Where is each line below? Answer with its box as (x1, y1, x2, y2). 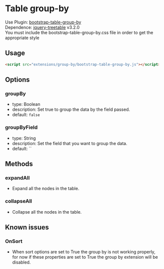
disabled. (12, 259, 31, 265)
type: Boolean (12, 101, 41, 107)
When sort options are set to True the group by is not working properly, (12, 249, 156, 255)
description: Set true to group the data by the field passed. (12, 106, 130, 113)
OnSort (5, 238, 23, 245)
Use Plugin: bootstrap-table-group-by (5, 19, 82, 25)
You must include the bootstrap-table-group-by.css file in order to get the (5, 29, 154, 35)
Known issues (5, 223, 49, 231)
